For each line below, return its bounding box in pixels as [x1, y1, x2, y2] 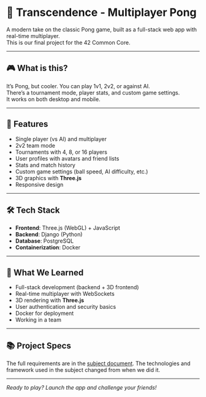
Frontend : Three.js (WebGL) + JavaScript [15, 224, 121, 232]
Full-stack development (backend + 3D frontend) [15, 284, 139, 291]
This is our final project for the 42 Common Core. [6, 39, 131, 46]
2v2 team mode [15, 142, 55, 149]
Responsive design [15, 181, 64, 188]
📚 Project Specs [6, 340, 72, 351]
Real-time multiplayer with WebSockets [15, 290, 115, 298]
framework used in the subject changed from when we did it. [6, 366, 161, 373]
